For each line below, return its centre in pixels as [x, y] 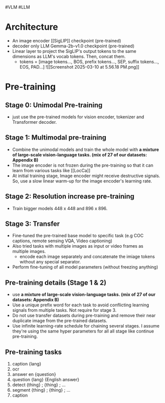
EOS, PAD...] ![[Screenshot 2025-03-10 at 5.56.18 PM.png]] [79, 67]
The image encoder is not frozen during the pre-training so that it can [83, 165]
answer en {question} [34, 374]
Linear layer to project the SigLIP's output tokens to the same [74, 51]
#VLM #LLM [18, 7]
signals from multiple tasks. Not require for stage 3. [64, 310]
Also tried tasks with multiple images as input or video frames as [78, 246]
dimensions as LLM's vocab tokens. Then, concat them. [69, 56]
